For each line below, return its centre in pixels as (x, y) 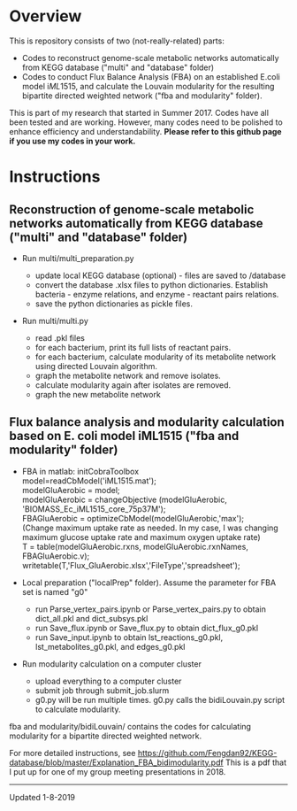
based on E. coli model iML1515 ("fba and (124, 436)
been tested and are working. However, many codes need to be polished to (146, 122)
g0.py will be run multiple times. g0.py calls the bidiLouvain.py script (160, 699)
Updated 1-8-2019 (42, 797)
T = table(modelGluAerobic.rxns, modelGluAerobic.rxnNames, (135, 546)
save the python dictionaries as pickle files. (114, 304)
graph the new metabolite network (98, 394)
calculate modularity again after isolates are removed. (133, 385)
